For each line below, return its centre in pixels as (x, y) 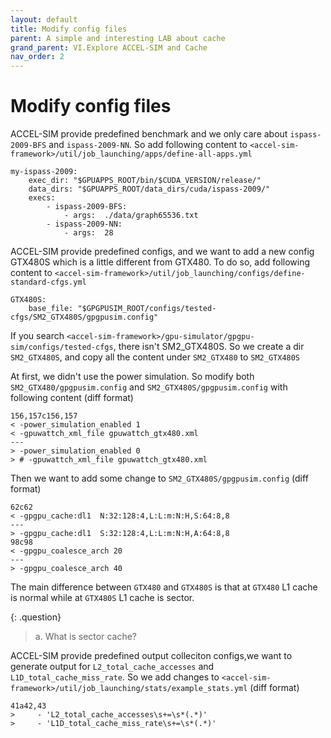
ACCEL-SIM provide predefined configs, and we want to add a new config (162, 252)
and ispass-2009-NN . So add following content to (148, 145)
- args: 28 (88, 233)
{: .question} (36, 617)
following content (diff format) (72, 398)
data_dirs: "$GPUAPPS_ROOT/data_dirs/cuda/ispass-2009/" (149, 189)
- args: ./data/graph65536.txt (131, 216)
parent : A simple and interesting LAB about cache (118, 38)
